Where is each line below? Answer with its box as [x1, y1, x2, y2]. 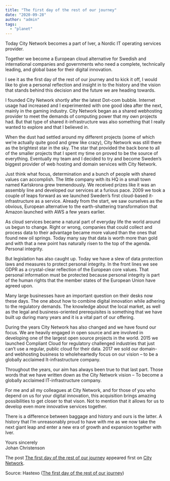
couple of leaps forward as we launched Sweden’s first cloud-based [5, 193, 148, 199]
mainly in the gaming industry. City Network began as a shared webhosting [5, 108, 162, 114]
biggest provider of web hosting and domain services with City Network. [5, 161, 157, 167]
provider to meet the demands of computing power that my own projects [5, 113, 157, 120]
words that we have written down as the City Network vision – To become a [5, 372, 163, 378]
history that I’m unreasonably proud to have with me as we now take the [5, 419, 156, 425]
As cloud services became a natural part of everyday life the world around [5, 219, 161, 225]
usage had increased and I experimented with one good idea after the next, [5, 102, 163, 109]
